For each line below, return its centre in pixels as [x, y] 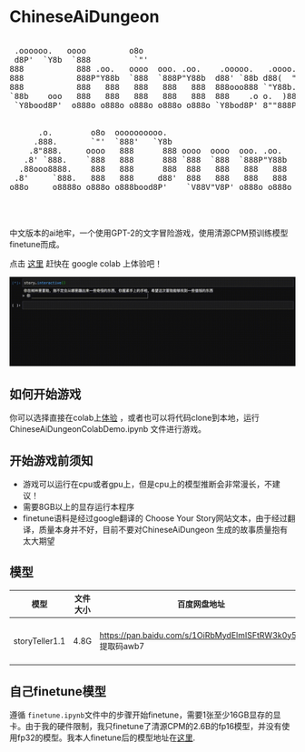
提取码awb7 [122, 646]
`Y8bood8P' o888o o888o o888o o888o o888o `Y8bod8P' [136, 105]
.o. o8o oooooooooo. [103, 132]
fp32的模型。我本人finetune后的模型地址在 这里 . [106, 737]
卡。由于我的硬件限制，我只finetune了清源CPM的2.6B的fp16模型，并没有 [146, 726]
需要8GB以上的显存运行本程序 [79, 507]
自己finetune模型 [58, 692]
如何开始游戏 [45, 394]
